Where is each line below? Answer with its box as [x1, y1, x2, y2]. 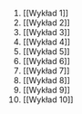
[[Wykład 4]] [22, 36, 71, 47]
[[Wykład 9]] [22, 85, 71, 95]
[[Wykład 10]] [22, 94, 74, 105]
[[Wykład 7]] [22, 65, 70, 76]
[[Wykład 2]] [22, 17, 70, 28]
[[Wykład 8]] [22, 75, 71, 85]
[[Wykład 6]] [22, 56, 71, 66]
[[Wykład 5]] [22, 46, 70, 57]
